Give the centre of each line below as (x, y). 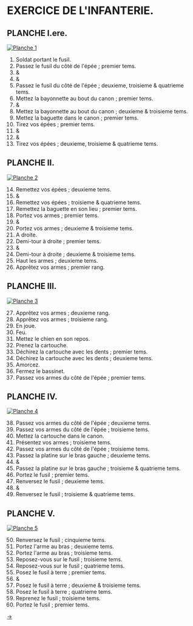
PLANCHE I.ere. (37, 33)
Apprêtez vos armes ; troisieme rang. (62, 319)
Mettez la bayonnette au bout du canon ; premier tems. (84, 98)
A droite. (26, 235)
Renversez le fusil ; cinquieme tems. (61, 540)
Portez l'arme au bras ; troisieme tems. (64, 553)
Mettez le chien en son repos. (53, 338)
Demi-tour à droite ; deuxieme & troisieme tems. (76, 254)
